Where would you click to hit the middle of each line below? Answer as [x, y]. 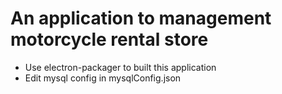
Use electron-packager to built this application [120, 67]
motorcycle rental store [109, 39]
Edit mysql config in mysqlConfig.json [103, 78]
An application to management [141, 18]
